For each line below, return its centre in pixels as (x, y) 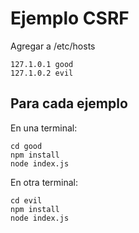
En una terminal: (44, 128)
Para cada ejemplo (69, 103)
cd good (26, 146)
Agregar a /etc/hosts (53, 46)
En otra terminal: (44, 182)
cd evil (26, 200)
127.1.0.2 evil (42, 73)
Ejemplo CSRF (70, 18)
